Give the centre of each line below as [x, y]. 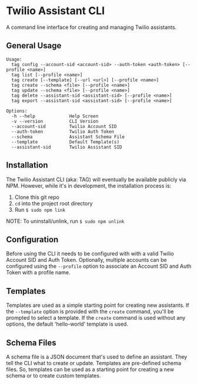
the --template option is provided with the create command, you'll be [90, 311]
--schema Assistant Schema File [68, 137]
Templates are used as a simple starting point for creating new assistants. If [98, 306]
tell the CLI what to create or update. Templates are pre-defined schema [94, 363]
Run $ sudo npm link [40, 209]
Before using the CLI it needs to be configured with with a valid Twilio [90, 254]
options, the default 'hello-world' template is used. [67, 324]
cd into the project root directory [54, 203]
